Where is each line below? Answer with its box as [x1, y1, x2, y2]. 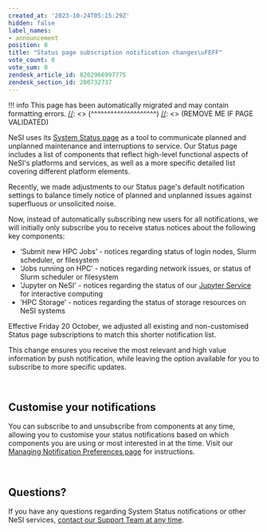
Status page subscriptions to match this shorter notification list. [8, 330, 217, 339]
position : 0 [8, 41, 48, 49]
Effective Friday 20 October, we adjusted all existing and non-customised [8, 321, 249, 331]
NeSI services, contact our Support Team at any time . [8, 515, 185, 525]
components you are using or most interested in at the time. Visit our [8, 439, 234, 448]
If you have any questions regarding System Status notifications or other [8, 507, 246, 516]
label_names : [8, 26, 52, 34]
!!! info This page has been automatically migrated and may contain [8, 100, 230, 110]
